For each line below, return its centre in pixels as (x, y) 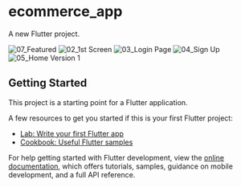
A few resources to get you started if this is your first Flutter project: (120, 118)
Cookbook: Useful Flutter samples (76, 142)
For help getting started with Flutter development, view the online (116, 157)
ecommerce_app (65, 12)
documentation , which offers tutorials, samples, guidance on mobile (120, 166)
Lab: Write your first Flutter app (72, 133)
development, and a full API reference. (72, 174)
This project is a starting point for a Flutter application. (98, 102)
